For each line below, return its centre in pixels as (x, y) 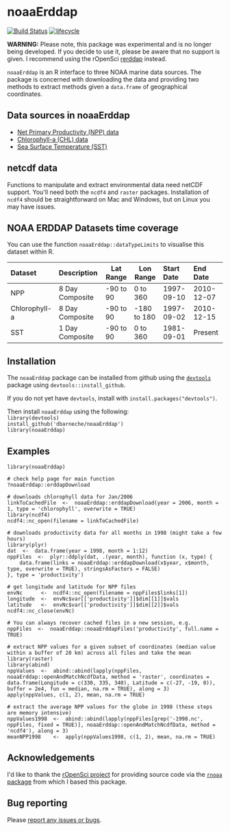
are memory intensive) (39, 713)
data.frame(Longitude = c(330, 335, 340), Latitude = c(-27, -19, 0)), (111, 683)
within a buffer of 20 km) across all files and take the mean (99, 653)
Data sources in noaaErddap (68, 116)
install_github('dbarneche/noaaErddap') (66, 424)
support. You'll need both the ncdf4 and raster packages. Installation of (108, 192)
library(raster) (30, 659)
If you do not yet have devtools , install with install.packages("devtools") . (112, 398)
